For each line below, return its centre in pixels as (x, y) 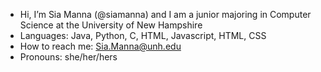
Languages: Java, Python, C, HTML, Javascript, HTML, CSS (143, 35)
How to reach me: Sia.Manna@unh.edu (100, 46)
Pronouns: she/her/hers (68, 57)
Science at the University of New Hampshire (111, 25)
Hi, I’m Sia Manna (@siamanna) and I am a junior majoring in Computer (165, 14)
